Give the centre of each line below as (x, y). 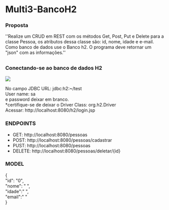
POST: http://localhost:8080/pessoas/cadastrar (62, 140)
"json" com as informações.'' (36, 52)
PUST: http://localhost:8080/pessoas (51, 145)
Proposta (17, 25)
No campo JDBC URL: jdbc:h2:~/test (44, 89)
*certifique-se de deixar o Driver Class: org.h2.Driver (61, 105)
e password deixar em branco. (37, 99)
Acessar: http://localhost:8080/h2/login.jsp (50, 110)
